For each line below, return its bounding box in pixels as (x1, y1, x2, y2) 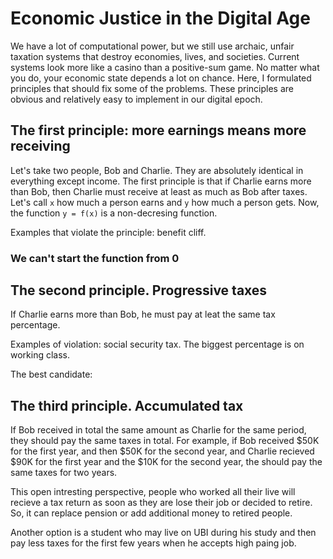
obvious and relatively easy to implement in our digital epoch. (10, 93, 263, 105)
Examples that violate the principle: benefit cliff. (10, 226, 207, 238)
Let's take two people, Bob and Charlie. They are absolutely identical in (10, 164, 304, 176)
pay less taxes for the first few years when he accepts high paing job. (10, 537, 297, 549)
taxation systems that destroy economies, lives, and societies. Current (10, 50, 300, 62)
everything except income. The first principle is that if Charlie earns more (10, 175, 312, 187)
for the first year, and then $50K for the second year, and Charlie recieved (10, 445, 315, 457)
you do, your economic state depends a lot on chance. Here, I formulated (10, 72, 312, 84)
